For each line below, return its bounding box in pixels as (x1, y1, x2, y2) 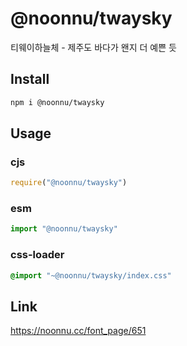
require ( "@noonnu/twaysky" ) (10, 178, 128, 188)
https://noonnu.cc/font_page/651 (10, 325, 147, 337)
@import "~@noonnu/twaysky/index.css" (10, 270, 172, 281)
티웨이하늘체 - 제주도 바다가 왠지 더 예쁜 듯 (10, 41, 177, 53)
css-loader (10, 248, 65, 262)
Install (10, 71, 50, 88)
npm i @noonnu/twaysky (10, 97, 105, 107)
